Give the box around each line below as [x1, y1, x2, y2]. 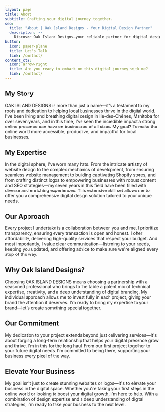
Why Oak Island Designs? [5, 265, 85, 274]
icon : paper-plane [9, 44, 48, 49]
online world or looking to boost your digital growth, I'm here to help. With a [5, 391, 158, 397]
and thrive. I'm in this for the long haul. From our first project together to [5, 343, 151, 349]
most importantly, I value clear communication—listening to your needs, [5, 241, 151, 247]
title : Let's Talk [9, 48, 48, 53]
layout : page [5, 7, 32, 12]
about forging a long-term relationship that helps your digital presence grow [5, 337, 159, 343]
